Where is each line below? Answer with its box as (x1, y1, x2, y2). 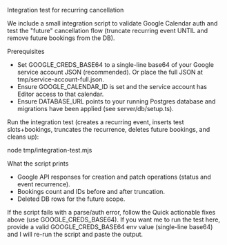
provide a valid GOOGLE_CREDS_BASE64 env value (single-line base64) (7, 223, 213, 231)
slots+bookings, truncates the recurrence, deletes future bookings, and (7, 126, 210, 133)
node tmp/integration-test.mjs (7, 146, 92, 154)
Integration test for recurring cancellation (7, 6, 124, 14)
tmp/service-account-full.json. (17, 75, 105, 84)
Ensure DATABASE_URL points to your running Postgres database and (17, 97, 216, 106)
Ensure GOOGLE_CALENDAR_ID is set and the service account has (17, 83, 207, 90)
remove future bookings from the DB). (7, 34, 115, 42)
